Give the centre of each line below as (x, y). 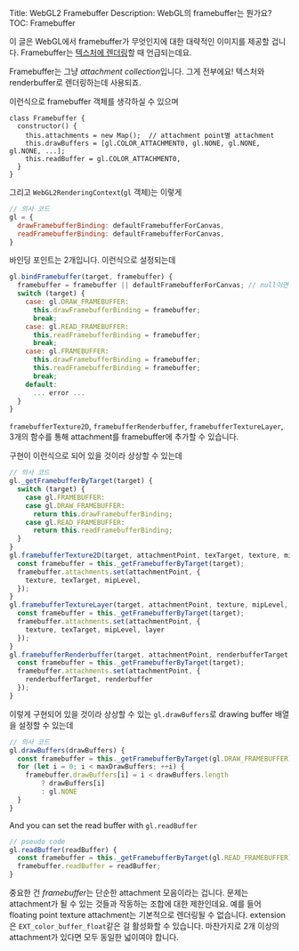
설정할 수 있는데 (46, 725)
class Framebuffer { (48, 118)
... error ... (59, 393)
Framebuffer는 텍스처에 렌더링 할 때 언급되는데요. (106, 52)
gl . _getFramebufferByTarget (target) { (81, 481)
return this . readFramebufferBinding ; (103, 531)
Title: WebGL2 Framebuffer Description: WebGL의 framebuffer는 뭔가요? (141, 13)
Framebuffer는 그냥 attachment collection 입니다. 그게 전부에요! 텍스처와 (137, 71)
